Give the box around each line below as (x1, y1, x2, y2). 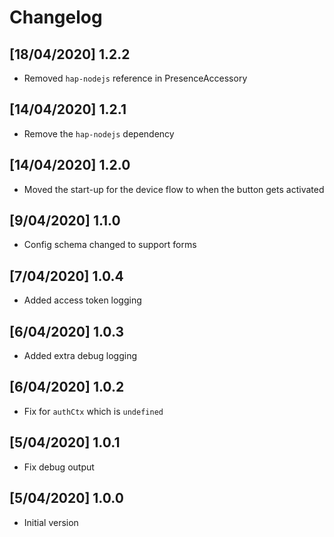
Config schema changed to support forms (23, 239, 197, 251)
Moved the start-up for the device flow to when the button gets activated (23, 183, 325, 195)
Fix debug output (23, 461, 95, 473)
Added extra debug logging (23, 350, 137, 362)
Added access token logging (23, 294, 142, 306)
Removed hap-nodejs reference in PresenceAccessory (23, 72, 248, 84)
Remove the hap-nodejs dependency (23, 127, 175, 140)
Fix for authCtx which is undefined (23, 405, 164, 417)
